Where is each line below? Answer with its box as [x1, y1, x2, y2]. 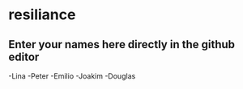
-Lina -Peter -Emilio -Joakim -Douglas [8, 71, 136, 81]
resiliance [8, 6, 76, 24]
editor [8, 50, 40, 63]
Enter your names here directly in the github [8, 38, 236, 51]
